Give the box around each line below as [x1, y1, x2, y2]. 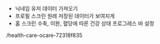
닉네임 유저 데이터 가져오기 [14, 5, 78, 12]
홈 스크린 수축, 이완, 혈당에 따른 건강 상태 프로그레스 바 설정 [14, 20, 155, 27]
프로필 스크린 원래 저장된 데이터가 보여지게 [14, 12, 115, 19]
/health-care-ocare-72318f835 [6, 32, 82, 39]
